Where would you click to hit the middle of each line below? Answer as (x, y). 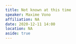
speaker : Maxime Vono (28, 15)
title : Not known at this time (38, 10)
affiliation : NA (22, 19)
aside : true (18, 33)
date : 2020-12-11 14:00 (30, 24)
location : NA (19, 29)
